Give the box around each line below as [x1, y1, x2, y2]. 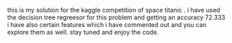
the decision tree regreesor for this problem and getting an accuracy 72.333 [7, 13, 226, 21]
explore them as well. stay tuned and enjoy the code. [7, 28, 159, 36]
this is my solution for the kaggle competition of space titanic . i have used [7, 6, 221, 14]
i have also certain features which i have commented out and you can [7, 21, 207, 28]
